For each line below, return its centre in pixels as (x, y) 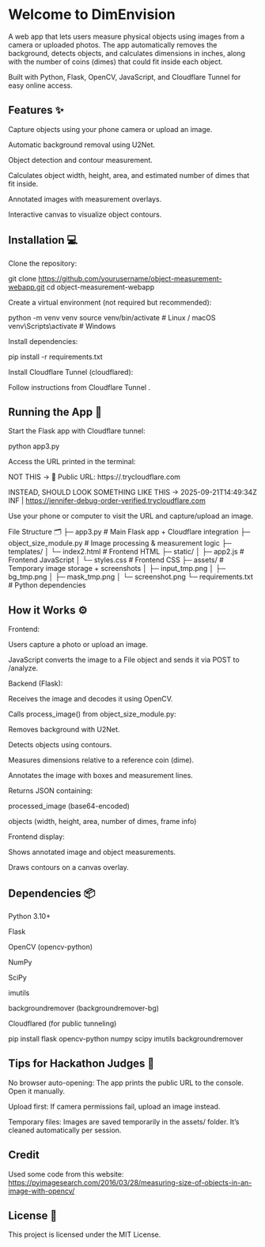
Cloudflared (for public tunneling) (62, 1023)
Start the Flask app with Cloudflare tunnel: (77, 431)
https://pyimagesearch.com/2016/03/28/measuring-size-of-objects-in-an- (130, 1182)
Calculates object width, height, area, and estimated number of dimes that (129, 175)
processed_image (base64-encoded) (69, 806)
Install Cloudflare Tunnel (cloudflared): (71, 372)
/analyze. (23, 668)
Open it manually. (37, 1091)
